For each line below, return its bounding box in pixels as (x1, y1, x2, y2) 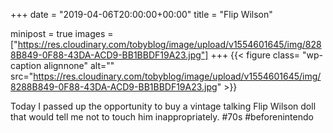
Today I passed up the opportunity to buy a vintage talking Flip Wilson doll (10, 100, 317, 112)
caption (10, 60, 42, 71)
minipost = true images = (10, 28, 114, 39)
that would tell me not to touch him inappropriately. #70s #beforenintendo (10, 111, 314, 123)
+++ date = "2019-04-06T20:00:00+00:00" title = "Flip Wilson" (10, 9, 273, 20)
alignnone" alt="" (43, 60, 115, 71)
